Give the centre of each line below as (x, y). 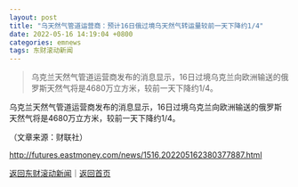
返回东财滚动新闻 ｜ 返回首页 (60, 174)
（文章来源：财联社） (48, 137)
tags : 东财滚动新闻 (41, 51)
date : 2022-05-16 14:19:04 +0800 (71, 34)
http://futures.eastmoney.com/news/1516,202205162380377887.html (136, 155)
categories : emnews (45, 42)
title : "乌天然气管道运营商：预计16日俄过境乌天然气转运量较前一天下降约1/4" (137, 26)
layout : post (33, 17)
